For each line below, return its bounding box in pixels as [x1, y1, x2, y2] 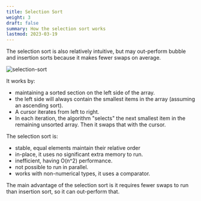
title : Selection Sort [6, 8, 63, 15]
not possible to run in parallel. [14, 164, 89, 171]
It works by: [6, 78, 35, 85]
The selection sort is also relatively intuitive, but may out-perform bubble [6, 48, 186, 55]
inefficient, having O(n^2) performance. [14, 157, 113, 164]
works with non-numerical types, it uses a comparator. [14, 170, 151, 178]
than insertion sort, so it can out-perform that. [6, 188, 120, 196]
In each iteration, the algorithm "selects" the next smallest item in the [14, 115, 186, 122]
